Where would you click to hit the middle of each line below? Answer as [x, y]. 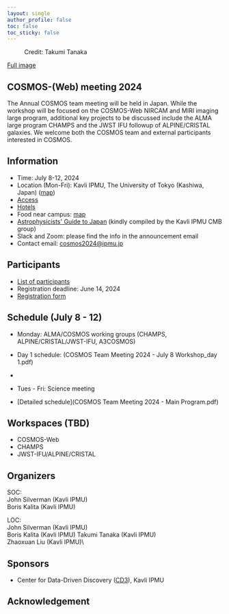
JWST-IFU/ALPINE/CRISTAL [56, 454]
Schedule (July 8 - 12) [55, 318]
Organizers [31, 476]
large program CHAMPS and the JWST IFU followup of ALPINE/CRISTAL [109, 125]
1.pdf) [25, 362]
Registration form [41, 296]
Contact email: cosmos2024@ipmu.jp [70, 243]
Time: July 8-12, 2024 [48, 177]
